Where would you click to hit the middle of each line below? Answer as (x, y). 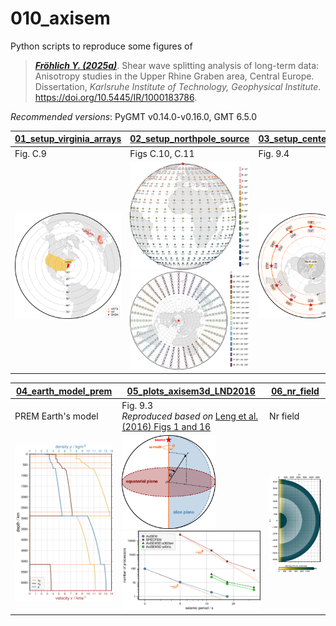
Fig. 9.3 (137, 405)
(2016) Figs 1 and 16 (166, 426)
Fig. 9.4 (274, 153)
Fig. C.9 (30, 153)
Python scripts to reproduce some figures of (101, 46)
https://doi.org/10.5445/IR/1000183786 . (116, 97)
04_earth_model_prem (64, 391)
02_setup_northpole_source (189, 139)
